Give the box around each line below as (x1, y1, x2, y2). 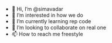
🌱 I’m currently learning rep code (11, 18, 91, 24)
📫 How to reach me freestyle (11, 31, 83, 37)
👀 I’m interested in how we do (11, 12, 83, 19)
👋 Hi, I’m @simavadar (11, 6, 63, 12)
